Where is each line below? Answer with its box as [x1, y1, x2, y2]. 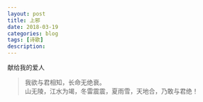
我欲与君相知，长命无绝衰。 [24, 78, 106, 87]
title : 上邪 [7, 17, 40, 24]
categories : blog [7, 30, 59, 37]
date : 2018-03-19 [7, 23, 59, 30]
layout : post [7, 10, 46, 18]
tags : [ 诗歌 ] [7, 37, 44, 44]
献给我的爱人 [7, 63, 45, 71]
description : [7, 43, 46, 50]
